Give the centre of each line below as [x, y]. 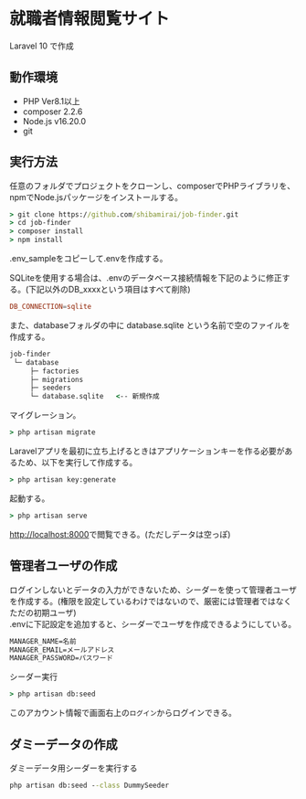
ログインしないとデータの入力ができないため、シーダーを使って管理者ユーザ [153, 590]
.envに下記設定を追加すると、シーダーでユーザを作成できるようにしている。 [153, 623]
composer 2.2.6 [53, 112]
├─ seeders [50, 388]
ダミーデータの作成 [63, 745]
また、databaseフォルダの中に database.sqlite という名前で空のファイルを [150, 325]
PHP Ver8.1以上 [51, 101]
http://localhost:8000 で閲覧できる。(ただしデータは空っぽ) [120, 534]
